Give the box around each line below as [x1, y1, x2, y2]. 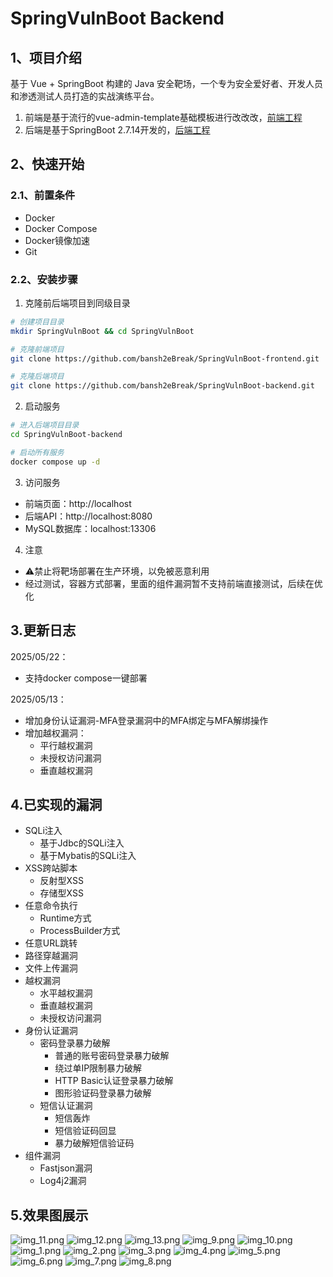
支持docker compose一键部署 [24, 672, 148, 684]
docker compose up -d [10, 457, 101, 467]
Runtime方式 [39, 912, 92, 924]
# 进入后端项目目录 [10, 420, 80, 431]
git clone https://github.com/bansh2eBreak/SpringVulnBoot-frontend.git [10, 353, 320, 364]
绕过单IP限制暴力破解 [54, 1062, 143, 1074]
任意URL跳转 [24, 937, 78, 949]
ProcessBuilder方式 [39, 925, 121, 937]
